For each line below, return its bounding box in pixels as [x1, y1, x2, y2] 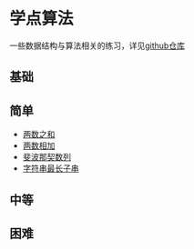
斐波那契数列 [22, 152, 71, 163]
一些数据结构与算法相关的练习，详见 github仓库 [9, 40, 185, 51]
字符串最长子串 [22, 163, 79, 174]
